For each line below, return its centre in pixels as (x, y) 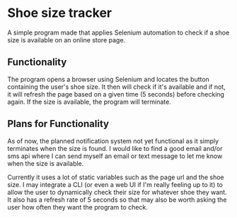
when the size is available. (46, 163)
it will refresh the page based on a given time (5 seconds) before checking (116, 94)
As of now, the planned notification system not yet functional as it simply (113, 141)
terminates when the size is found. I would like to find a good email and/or (115, 148)
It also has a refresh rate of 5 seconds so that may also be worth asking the (117, 200)
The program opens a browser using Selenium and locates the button (109, 79)
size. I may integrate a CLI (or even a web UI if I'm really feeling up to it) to (115, 184)
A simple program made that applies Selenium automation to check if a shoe (118, 32)
